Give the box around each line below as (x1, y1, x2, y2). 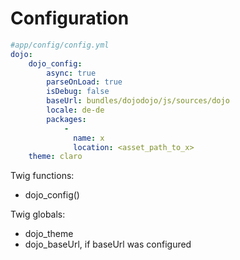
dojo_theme (24, 228, 74, 240)
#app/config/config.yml (10, 40, 110, 50)
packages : (46, 114, 87, 124)
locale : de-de (46, 105, 105, 116)
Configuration (10, 7, 130, 30)
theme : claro (28, 152, 83, 162)
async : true (46, 68, 97, 78)
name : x (73, 133, 105, 143)
